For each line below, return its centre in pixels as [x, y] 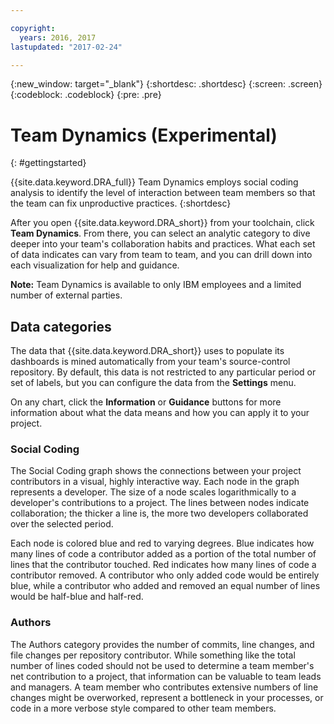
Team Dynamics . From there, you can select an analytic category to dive [160, 233]
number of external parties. [66, 295]
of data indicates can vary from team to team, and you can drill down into [161, 255]
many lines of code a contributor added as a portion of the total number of [163, 554]
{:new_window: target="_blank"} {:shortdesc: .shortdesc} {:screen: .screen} [166, 84]
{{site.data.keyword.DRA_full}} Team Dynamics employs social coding [154, 182]
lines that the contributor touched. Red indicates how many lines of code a [163, 565]
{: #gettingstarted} [48, 163]
